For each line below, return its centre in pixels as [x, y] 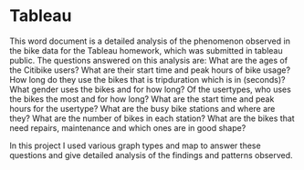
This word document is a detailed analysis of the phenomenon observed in [150, 41]
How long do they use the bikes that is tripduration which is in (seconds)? [147, 79]
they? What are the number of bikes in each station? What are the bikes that [152, 118]
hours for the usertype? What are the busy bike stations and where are [142, 108]
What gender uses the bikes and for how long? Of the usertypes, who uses [151, 89]
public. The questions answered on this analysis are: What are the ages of [149, 60]
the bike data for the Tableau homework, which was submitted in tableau [146, 50]
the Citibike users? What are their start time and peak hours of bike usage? [150, 70]
